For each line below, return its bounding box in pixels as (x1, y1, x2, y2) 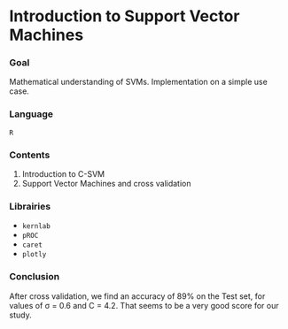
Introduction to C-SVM (21, 169, 105, 180)
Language (9, 108, 54, 120)
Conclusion (9, 271, 60, 283)
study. (9, 310, 33, 320)
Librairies (9, 201, 51, 212)
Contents (9, 149, 51, 161)
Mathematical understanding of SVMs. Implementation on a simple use (9, 77, 268, 88)
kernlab (21, 222, 51, 231)
